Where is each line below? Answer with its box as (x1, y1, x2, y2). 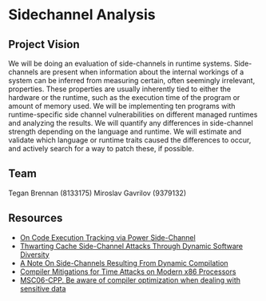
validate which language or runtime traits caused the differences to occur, (8, 135, 252, 145)
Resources (8, 211, 63, 225)
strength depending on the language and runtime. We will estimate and (8, 126, 242, 136)
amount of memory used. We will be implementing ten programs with (8, 102, 236, 110)
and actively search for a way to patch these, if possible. (8, 144, 194, 153)
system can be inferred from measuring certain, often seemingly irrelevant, (8, 76, 256, 85)
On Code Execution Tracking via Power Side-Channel (19, 232, 196, 242)
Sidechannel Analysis (8, 6, 156, 24)
